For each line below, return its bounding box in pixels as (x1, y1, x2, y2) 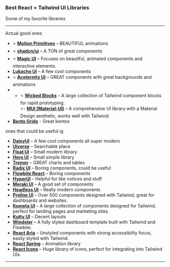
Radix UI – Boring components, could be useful (12, 165, 111, 171)
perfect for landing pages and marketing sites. (12, 208, 110, 215)
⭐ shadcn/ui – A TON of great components (12, 48, 103, 54)
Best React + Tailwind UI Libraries (5, 4, 90, 11)
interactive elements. (12, 63, 57, 69)
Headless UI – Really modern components (12, 187, 101, 193)
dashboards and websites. (12, 197, 68, 203)
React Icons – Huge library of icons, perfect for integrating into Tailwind (12, 246, 162, 252)
